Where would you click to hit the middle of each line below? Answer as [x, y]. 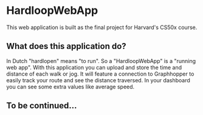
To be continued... [42, 106]
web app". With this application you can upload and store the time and [94, 67]
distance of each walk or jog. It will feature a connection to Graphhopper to [100, 74]
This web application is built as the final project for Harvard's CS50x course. [102, 27]
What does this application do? [66, 46]
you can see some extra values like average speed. [71, 87]
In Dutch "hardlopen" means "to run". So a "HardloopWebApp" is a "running [101, 61]
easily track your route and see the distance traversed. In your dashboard [98, 80]
